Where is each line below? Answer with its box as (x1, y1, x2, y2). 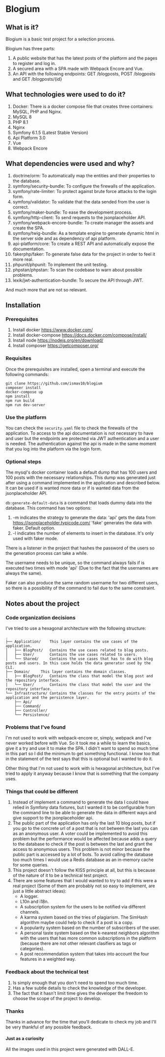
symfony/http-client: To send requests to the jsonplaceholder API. (12, 214, 146, 220)
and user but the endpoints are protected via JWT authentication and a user (5, 435, 159, 441)
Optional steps (5, 458, 41, 465)
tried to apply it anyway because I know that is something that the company (5, 770, 159, 776)
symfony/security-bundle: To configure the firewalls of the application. (12, 183, 156, 189)
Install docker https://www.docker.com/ (12, 327, 93, 333)
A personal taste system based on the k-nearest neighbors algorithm (20, 930, 159, 936)
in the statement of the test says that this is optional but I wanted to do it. (5, 756, 153, 762)
